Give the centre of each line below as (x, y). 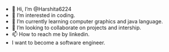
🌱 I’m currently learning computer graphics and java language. (87, 21)
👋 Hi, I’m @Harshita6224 (42, 9)
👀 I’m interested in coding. (43, 15)
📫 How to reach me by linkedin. (51, 34)
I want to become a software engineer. (58, 43)
